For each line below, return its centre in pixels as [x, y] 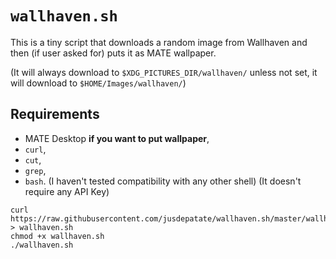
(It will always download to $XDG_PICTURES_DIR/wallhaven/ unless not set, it [164, 72]
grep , [35, 170]
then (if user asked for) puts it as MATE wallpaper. [113, 53]
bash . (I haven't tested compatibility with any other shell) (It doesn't [163, 181]
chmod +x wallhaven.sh [57, 236]
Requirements [55, 114]
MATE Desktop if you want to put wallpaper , [117, 138]
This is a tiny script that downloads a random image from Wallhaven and [159, 42]
